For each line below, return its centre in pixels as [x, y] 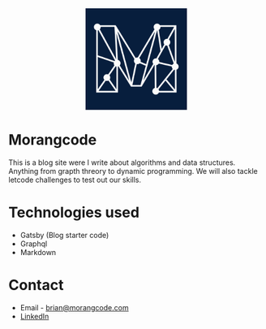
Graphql [34, 244]
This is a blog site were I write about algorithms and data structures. [122, 162]
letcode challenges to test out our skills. [75, 180]
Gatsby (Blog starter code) [64, 235]
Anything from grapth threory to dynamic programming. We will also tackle [133, 171]
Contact [36, 286]
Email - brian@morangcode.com [74, 307]
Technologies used [74, 212]
